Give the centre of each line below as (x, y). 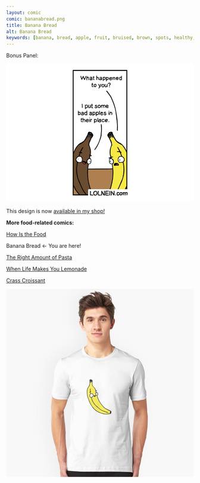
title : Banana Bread (32, 25)
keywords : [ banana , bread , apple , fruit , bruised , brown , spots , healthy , (101, 38)
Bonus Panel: (22, 56)
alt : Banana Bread (29, 32)
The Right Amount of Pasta (39, 257)
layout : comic (24, 13)
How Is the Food (26, 234)
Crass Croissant (26, 280)
